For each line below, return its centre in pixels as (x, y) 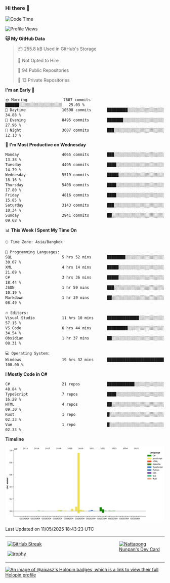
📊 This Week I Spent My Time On (41, 230)
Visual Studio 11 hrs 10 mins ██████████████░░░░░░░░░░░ (85, 318)
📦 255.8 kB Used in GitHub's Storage (57, 49)
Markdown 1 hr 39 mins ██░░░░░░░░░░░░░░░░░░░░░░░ (85, 298)
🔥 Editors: (17, 313)
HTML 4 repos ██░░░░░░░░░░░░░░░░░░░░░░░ (85, 405)
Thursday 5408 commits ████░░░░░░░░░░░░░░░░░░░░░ (85, 185)
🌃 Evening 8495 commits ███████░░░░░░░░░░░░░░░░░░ (85, 120)
